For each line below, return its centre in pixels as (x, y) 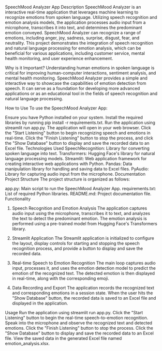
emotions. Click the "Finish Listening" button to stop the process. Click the (79, 328)
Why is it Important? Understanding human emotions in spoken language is (80, 68)
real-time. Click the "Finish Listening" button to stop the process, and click (79, 138)
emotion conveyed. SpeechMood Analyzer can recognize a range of (73, 33)
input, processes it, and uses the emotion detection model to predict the (84, 268)
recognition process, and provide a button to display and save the (77, 248)
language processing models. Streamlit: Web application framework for (76, 159)
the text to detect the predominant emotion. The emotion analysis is (79, 218)
